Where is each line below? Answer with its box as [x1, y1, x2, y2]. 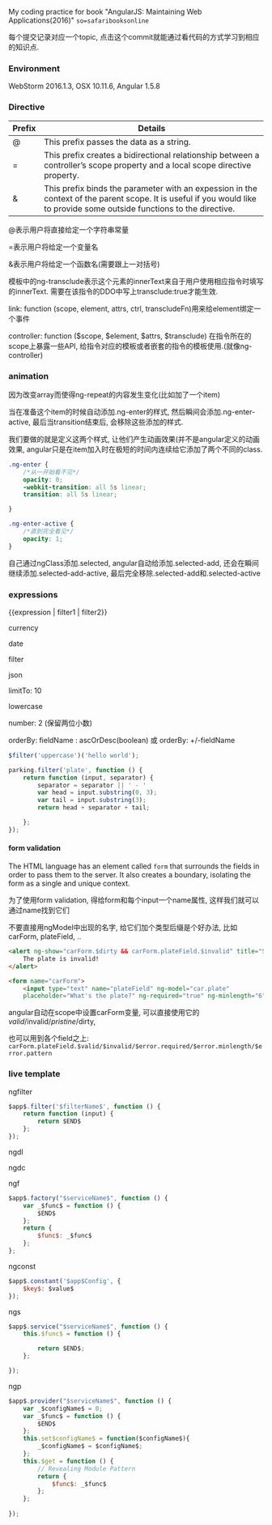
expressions [8, 588, 58, 600]
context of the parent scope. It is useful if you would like [44, 193, 257, 204]
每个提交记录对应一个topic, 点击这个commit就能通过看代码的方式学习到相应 [8, 32, 260, 41]
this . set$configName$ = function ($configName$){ [23, 1434, 190, 1443]
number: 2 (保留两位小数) [8, 718, 93, 728]
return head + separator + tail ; [37, 804, 151, 812]
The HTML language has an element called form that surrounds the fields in [8, 861, 260, 871]
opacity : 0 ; [23, 475, 63, 484]
